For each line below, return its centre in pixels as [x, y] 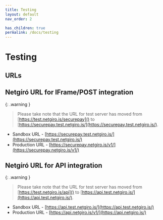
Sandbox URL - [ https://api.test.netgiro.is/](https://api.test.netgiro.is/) [83, 207]
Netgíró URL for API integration [54, 165]
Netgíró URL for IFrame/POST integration [69, 92]
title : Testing [21, 10]
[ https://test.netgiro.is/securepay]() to [56, 119]
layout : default [22, 14]
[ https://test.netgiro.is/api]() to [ [50, 192]
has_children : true [25, 28]
